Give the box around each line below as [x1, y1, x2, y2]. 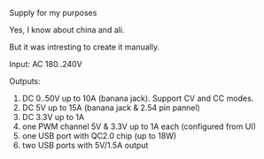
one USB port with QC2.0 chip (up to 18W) [21, 131, 177, 140]
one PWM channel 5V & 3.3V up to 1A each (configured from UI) [21, 121, 257, 132]
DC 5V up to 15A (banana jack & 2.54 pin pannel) [21, 102, 201, 113]
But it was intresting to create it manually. [9, 42, 160, 52]
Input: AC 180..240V [9, 59, 82, 69]
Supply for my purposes [9, 8, 97, 18]
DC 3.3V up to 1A [21, 112, 85, 122]
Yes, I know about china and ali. [9, 25, 125, 34]
